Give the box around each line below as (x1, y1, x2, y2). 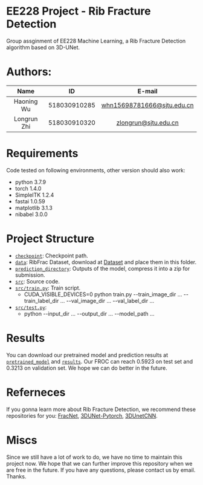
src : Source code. (14, 277, 60, 285)
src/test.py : (14, 304, 47, 311)
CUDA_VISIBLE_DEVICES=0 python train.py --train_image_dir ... (24, 290, 182, 298)
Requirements (6, 147, 79, 160)
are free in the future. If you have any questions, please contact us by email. (6, 466, 196, 473)
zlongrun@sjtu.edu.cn (116, 118, 179, 127)
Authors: (6, 65, 52, 79)
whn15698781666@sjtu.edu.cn (101, 101, 194, 109)
